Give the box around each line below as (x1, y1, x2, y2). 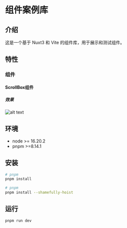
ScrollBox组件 (5, 84, 34, 90)
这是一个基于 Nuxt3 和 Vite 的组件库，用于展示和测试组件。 (5, 40, 125, 45)
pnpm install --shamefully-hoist (5, 190, 74, 195)
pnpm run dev (5, 218, 32, 223)
